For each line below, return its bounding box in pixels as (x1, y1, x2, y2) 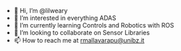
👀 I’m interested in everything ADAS (13, 14, 116, 22)
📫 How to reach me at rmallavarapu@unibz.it (13, 37, 145, 44)
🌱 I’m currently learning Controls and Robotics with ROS (13, 21, 174, 29)
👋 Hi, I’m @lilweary (13, 7, 68, 14)
